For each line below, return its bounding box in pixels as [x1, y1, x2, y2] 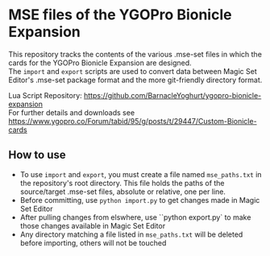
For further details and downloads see [8, 107, 135, 118]
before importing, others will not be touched [19, 237, 167, 247]
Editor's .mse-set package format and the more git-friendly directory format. [8, 75, 263, 85]
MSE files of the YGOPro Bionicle [8, 6, 232, 24]
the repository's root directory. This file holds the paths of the [19, 178, 225, 188]
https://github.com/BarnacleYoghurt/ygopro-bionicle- [83, 90, 262, 100]
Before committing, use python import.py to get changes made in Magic [19, 195, 260, 204]
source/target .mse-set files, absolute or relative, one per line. [19, 187, 226, 196]
